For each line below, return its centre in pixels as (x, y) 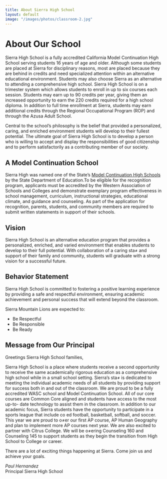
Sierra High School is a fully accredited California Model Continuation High (82, 57)
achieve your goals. (25, 456)
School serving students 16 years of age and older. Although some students (83, 63)
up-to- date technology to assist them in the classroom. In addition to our (80, 404)
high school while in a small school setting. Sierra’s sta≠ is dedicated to (78, 377)
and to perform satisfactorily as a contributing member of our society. (77, 147)
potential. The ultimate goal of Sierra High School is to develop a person (79, 136)
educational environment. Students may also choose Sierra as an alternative (83, 79)
